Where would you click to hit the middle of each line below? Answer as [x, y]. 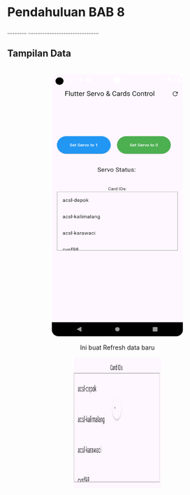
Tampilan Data [39, 53]
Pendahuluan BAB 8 [66, 12]
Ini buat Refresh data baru [117, 347]
